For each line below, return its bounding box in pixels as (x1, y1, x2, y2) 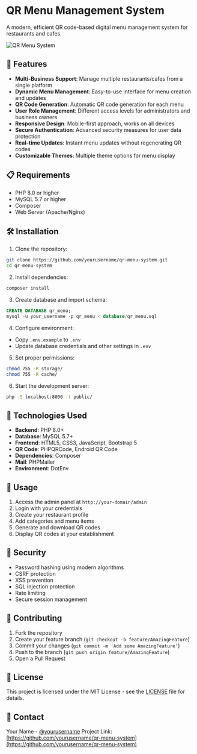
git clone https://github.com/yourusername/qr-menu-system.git (6, 257, 168, 263)
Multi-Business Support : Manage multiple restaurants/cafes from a (14, 75, 183, 82)
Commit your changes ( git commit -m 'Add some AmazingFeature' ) (14, 642, 180, 649)
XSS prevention (14, 576, 54, 584)
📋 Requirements (6, 170, 70, 181)
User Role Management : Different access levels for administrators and (14, 107, 190, 114)
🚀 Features (6, 59, 47, 69)
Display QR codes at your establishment (14, 531, 114, 537)
